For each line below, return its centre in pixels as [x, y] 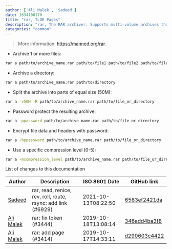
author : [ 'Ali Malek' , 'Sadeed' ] [41, 10]
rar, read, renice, [52, 190]
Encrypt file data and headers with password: [61, 130]
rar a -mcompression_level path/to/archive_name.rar [63, 159]
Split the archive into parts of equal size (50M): [62, 92]
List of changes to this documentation [45, 169]
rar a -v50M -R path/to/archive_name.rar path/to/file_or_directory [80, 101]
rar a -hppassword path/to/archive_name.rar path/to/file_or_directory [83, 140]
